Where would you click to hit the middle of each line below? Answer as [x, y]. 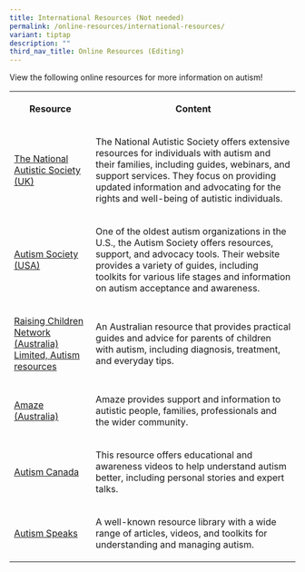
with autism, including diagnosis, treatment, [188, 350]
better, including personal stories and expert [190, 478]
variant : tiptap [40, 35]
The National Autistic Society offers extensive [192, 142]
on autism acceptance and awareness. [177, 289]
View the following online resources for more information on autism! [136, 77]
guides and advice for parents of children [183, 339]
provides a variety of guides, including [177, 266]
